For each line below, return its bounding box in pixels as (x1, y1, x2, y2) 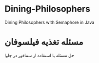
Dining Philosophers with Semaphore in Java (4, 19, 95, 25)
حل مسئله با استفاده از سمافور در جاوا (4, 52, 75, 58)
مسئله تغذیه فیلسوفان (4, 36, 83, 47)
